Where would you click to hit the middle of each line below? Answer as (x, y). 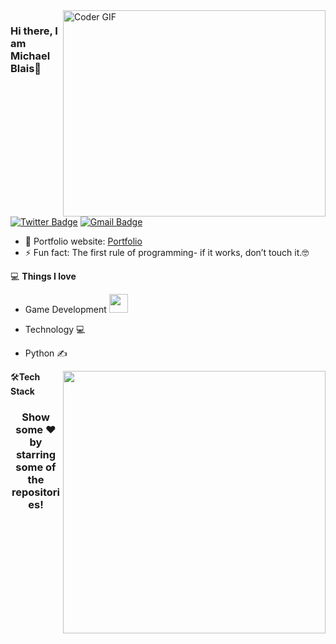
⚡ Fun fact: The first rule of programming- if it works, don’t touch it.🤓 (167, 252)
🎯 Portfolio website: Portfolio (83, 241)
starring (36, 454)
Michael (30, 56)
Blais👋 (26, 68)
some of (36, 467)
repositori (35, 492)
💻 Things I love (43, 276)
